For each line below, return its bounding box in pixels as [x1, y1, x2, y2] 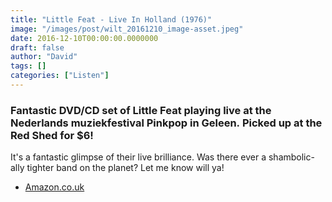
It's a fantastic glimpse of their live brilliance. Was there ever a [10, 151, 267, 163]
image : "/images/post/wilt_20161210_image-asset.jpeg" [10, 24, 244, 34]
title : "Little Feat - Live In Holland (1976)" [10, 14, 213, 25]
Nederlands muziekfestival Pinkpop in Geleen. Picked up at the [10, 116, 323, 130]
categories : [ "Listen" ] [10, 71, 110, 81]
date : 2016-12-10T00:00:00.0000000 [10, 33, 159, 43]
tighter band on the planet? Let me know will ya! [26, 162, 225, 174]
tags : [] [10, 61, 47, 71]
